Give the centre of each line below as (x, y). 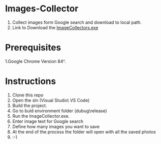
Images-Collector (42, 9)
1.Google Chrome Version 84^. (35, 61)
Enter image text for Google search (48, 121)
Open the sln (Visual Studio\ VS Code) (51, 100)
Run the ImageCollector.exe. (41, 116)
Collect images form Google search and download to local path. (77, 22)
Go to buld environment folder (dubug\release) (60, 111)
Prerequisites (33, 48)
